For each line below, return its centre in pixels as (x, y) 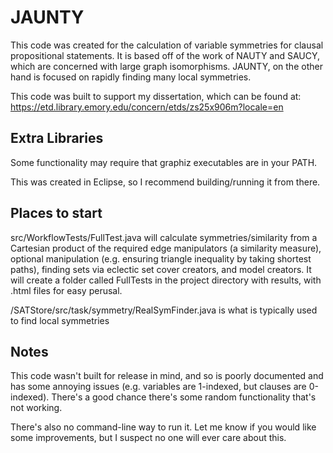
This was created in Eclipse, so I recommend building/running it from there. (165, 182)
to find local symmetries (60, 320)
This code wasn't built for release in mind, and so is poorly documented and (167, 376)
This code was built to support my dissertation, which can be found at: (156, 96)
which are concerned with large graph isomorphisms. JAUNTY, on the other (166, 66)
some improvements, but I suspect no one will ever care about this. (148, 438)
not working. (36, 408)
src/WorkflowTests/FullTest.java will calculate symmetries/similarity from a (164, 237)
